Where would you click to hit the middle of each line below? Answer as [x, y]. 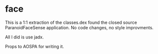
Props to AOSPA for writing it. [35, 46]
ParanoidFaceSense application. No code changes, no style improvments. [79, 27]
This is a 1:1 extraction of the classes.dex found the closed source [71, 22]
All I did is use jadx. [24, 37]
